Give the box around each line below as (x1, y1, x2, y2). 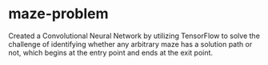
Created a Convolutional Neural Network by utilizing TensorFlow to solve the (8, 31, 260, 40)
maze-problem (8, 5, 110, 23)
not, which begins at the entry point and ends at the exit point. (8, 48, 214, 57)
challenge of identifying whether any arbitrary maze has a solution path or (8, 39, 253, 48)
